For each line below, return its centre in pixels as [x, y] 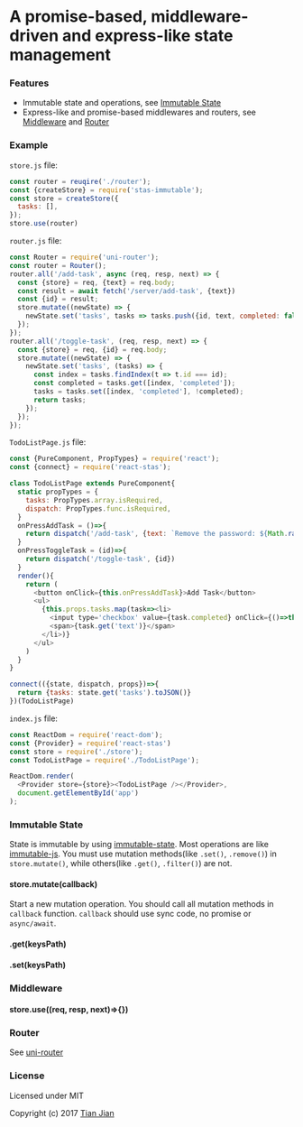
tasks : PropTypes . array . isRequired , [95, 500]
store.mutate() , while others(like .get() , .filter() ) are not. [121, 864]
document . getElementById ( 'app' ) [78, 793]
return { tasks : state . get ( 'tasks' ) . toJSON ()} [105, 693]
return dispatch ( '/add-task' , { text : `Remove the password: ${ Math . [157, 534]
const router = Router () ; [58, 265]
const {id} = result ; [58, 300]
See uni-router [37, 1052]
